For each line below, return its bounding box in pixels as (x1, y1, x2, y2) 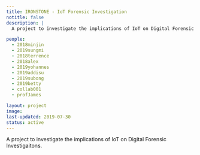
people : (6, 37, 26, 42)
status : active (6, 119, 44, 126)
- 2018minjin (11, 42, 44, 48)
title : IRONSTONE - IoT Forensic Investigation (6, 8, 128, 15)
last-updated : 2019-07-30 (6, 114, 71, 120)
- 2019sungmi (11, 47, 44, 54)
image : (6, 108, 23, 114)
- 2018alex (11, 58, 39, 65)
